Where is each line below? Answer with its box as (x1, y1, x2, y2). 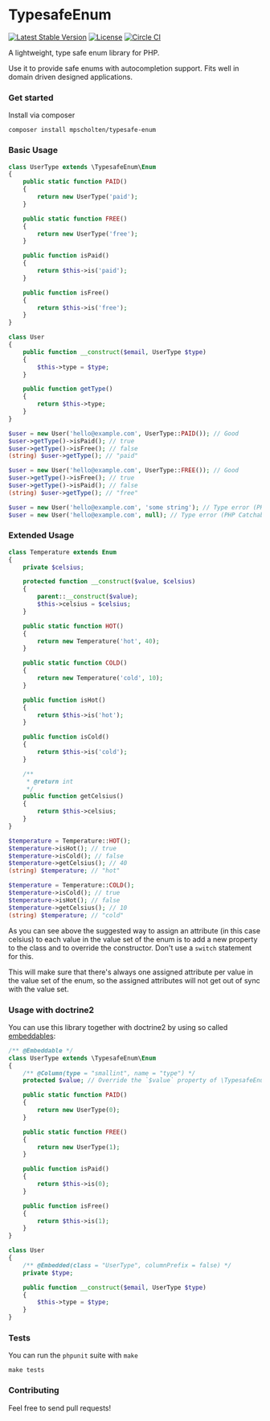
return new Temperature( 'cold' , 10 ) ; (37, 674, 163, 682)
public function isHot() (22, 696, 106, 704)
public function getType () (22, 385, 113, 393)
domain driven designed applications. (8, 72, 133, 81)
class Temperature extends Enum (8, 548, 117, 556)
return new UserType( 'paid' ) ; (37, 193, 138, 201)
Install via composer (8, 110, 76, 120)
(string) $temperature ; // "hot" (8, 867, 121, 875)
